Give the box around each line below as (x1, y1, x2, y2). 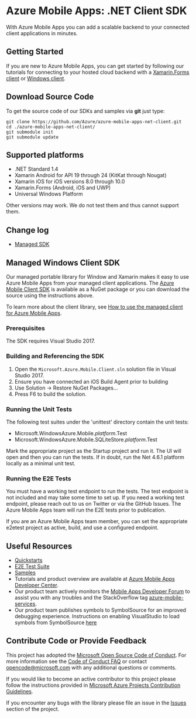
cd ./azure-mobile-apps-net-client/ (6, 124, 95, 130)
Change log (6, 225, 49, 235)
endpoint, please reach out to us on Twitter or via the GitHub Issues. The (6, 500, 181, 507)
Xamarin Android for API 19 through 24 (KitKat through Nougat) (14, 172, 167, 179)
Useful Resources (6, 541, 73, 551)
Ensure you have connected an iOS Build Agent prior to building (14, 378, 169, 385)
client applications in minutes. (6, 29, 78, 36)
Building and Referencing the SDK (6, 352, 104, 360)
